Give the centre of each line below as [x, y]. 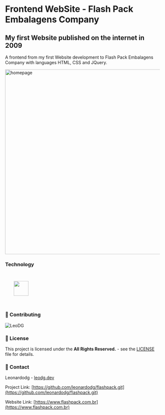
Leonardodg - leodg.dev [30, 378]
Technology [20, 264]
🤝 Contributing [23, 315]
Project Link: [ [19, 387]
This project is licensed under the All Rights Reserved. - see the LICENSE [80, 349]
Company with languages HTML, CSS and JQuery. [56, 62]
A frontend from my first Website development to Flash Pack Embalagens [79, 57]
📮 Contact [17, 367]
